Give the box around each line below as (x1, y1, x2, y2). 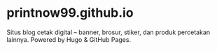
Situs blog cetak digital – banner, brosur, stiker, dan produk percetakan (6, 28, 211, 36)
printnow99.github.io (6, 5, 134, 21)
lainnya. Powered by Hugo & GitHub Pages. (6, 35, 131, 43)
